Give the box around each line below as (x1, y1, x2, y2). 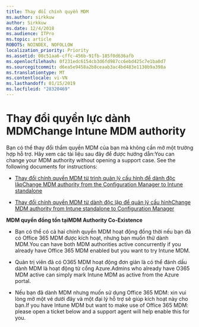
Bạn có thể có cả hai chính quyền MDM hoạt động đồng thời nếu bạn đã (14, 228, 191, 235)
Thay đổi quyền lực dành (6, 112, 131, 125)
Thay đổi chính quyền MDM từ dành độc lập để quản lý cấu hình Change (14, 199, 191, 206)
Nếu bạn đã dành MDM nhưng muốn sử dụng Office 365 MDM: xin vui (14, 289, 187, 296)
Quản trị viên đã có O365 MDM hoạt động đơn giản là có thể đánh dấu (14, 258, 187, 265)
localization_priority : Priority (6, 48, 89, 54)
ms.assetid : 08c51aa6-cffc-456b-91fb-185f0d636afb (6, 53, 134, 59)
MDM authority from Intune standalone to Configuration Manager (14, 205, 175, 212)
